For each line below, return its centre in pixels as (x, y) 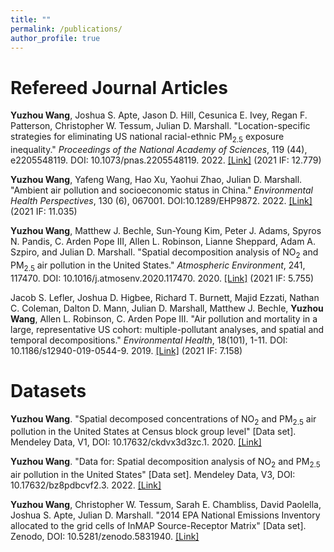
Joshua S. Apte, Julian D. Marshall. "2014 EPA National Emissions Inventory (165, 515)
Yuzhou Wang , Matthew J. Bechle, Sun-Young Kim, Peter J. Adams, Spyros (166, 231)
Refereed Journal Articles (119, 87)
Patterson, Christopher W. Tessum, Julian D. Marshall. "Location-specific (160, 126)
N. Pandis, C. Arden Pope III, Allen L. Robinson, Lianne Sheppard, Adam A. (163, 242)
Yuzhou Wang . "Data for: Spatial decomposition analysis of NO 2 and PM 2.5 (165, 463)
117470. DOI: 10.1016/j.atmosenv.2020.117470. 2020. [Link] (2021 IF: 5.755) (162, 278)
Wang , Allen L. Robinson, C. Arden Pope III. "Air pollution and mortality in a (164, 318)
